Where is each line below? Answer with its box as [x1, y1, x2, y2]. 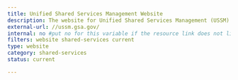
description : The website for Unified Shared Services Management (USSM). [7, 17, 233, 24]
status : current [7, 56, 55, 63]
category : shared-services [7, 50, 87, 57]
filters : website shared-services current [7, 36, 135, 44]
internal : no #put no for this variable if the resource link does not [7, 29, 223, 37]
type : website [7, 43, 50, 50]
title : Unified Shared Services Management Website [7, 10, 163, 18]
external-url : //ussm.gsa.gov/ [7, 23, 100, 30]
